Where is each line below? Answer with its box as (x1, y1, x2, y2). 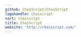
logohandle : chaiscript (5, 12, 53, 16)
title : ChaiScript (5, 20, 42, 25)
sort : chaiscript (5, 16, 40, 21)
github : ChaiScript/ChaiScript (5, 7, 68, 12)
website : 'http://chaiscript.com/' (5, 25, 77, 30)
